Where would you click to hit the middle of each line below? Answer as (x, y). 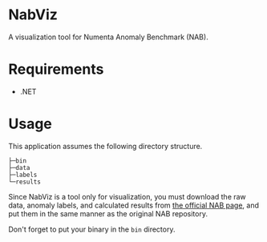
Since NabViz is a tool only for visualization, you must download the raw (127, 196)
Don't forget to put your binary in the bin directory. (92, 229)
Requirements (56, 69)
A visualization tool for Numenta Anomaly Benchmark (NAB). (108, 37)
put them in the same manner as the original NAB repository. (108, 213)
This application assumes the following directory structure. (105, 146)
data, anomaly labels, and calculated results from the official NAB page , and (133, 205)
